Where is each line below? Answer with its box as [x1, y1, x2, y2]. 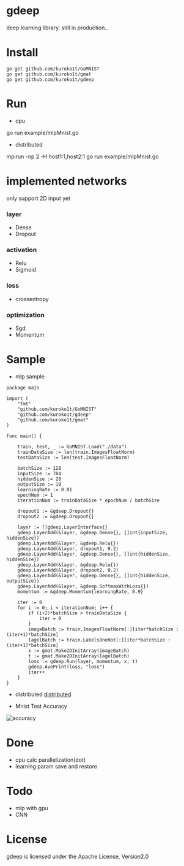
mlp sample [15, 372, 45, 380]
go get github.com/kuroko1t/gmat [6, 71, 92, 77]
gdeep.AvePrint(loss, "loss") [28, 664, 105, 670]
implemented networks [6, 174, 127, 188]
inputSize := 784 [17, 470, 62, 477]
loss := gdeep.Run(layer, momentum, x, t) [28, 658, 138, 664]
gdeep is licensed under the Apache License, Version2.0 [6, 853, 149, 860]
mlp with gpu [15, 804, 49, 811]
